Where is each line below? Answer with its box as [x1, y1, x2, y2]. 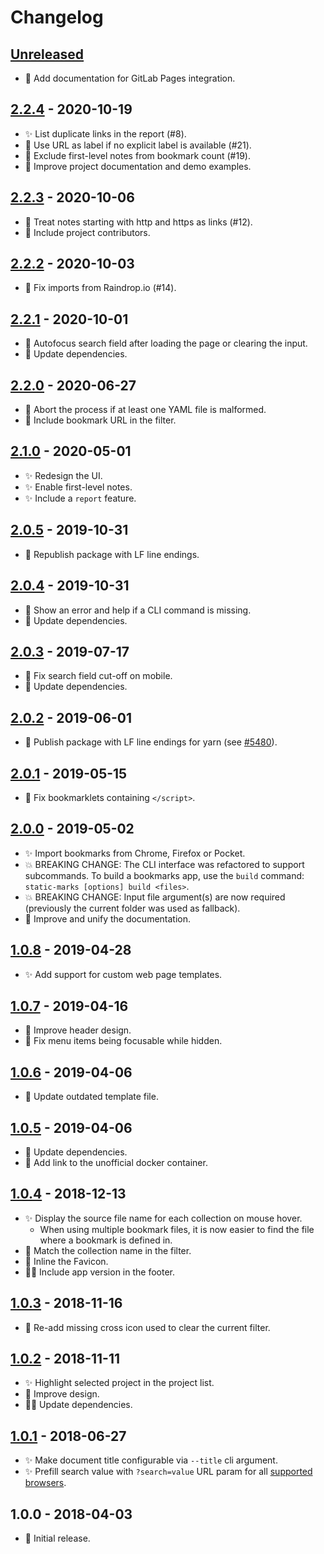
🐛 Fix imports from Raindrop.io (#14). [24, 282, 177, 294]
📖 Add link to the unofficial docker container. [24, 1157, 208, 1168]
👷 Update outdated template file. [24, 1091, 159, 1103]
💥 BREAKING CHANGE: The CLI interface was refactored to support [24, 858, 305, 870]
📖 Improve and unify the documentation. [24, 912, 192, 925]
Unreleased [10, 46, 85, 63]
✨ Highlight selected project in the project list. [24, 1377, 215, 1389]
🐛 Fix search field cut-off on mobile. [24, 670, 173, 682]
